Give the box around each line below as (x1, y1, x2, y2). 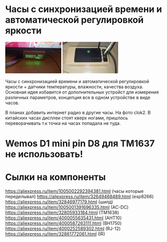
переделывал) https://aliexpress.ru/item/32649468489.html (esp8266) (5, 194, 154, 200)
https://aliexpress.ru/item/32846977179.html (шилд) (5, 199, 113, 205)
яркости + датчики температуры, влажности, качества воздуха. (5, 84, 143, 90)
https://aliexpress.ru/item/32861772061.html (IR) (5, 231, 106, 237)
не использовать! (5, 148, 83, 160)
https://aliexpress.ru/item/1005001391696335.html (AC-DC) (5, 204, 129, 210)
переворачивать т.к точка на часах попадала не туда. (5, 120, 121, 126)
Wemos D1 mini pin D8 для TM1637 (5, 138, 155, 149)
